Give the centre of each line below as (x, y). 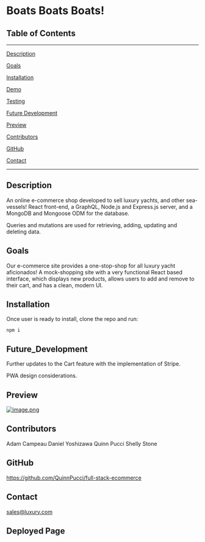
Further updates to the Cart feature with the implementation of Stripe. (94, 364)
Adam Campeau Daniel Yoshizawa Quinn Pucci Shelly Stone (82, 443)
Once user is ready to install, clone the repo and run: (72, 319)
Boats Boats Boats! (56, 11)
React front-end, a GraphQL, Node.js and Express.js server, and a (111, 206)
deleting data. (24, 231)
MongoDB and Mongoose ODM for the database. (68, 213)
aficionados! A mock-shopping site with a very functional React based (95, 272)
